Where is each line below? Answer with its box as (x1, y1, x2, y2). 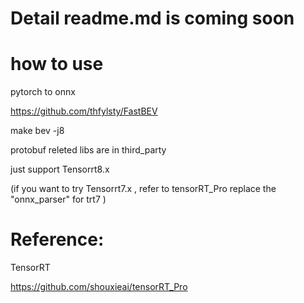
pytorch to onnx (10, 86, 76, 98)
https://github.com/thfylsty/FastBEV (10, 105, 158, 117)
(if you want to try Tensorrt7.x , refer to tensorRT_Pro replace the (10, 183, 277, 195)
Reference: (10, 228, 105, 251)
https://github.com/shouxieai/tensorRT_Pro (10, 281, 188, 293)
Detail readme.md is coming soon (10, 7, 295, 30)
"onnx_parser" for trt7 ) (10, 193, 107, 206)
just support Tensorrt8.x (10, 163, 110, 176)
